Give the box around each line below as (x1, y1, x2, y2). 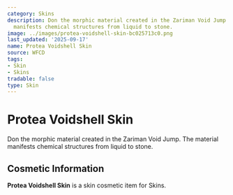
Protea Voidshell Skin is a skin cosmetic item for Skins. (7, 181, 166, 189)
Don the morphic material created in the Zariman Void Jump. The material (7, 135, 218, 143)
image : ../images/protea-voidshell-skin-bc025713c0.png (7, 29, 173, 37)
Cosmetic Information (7, 162, 105, 175)
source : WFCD (7, 50, 45, 57)
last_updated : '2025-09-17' (7, 36, 89, 43)
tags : (7, 56, 23, 63)
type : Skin (7, 82, 39, 89)
